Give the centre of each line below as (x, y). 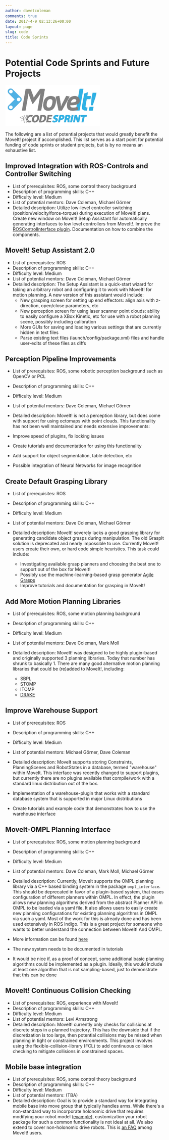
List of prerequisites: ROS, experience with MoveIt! (65, 1003)
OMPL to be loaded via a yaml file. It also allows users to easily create (85, 908)
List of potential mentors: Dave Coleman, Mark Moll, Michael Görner (83, 871)
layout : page (19, 27)
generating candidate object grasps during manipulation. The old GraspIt (88, 538)
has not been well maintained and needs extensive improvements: (81, 426)
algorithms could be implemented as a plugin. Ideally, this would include (87, 964)
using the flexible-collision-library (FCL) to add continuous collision (82, 1046)
